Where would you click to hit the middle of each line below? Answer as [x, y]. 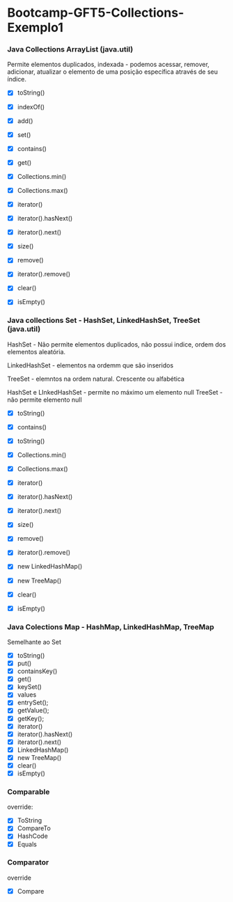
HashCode [33, 836]
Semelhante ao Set [34, 642]
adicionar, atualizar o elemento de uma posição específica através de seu [113, 72]
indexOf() [31, 106]
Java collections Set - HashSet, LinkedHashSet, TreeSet [104, 320]
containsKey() [37, 671]
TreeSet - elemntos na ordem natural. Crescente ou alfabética [96, 379]
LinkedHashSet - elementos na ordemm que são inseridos [90, 365]
